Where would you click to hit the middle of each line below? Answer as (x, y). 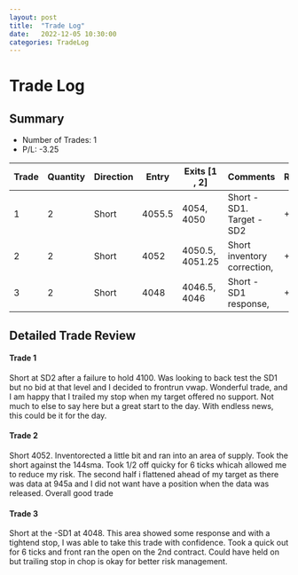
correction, (251, 267)
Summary (37, 118)
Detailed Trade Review (72, 335)
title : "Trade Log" (47, 26)
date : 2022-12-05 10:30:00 (63, 34)
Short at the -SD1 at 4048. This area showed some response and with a (140, 533)
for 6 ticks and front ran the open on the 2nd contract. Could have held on (144, 552)
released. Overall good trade (61, 493)
